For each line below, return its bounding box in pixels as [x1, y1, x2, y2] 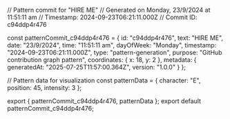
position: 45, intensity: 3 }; [7, 84, 82, 91]
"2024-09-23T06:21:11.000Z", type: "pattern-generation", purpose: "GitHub [7, 48, 222, 56]
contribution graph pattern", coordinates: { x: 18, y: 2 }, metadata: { [7, 56, 197, 64]
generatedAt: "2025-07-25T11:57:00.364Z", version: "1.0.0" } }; [7, 63, 186, 71]
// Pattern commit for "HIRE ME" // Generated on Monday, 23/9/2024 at [7, 6, 211, 14]
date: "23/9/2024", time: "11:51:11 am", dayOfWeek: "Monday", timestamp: [7, 41, 217, 49]
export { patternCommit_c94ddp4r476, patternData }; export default [7, 97, 202, 105]
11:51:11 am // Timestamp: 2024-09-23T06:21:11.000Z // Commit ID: [7, 13, 198, 21]
